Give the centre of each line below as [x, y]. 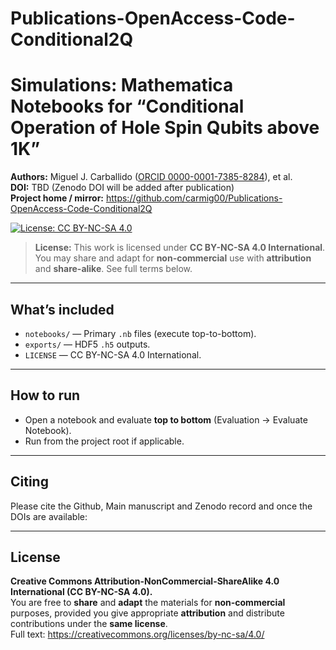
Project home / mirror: [57, 198]
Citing [29, 482]
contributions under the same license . [89, 624]
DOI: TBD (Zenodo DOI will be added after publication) [122, 188]
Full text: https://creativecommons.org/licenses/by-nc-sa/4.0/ [137, 634]
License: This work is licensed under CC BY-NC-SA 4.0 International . [180, 248]
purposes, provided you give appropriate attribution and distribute [147, 613]
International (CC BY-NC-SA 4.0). [81, 592]
